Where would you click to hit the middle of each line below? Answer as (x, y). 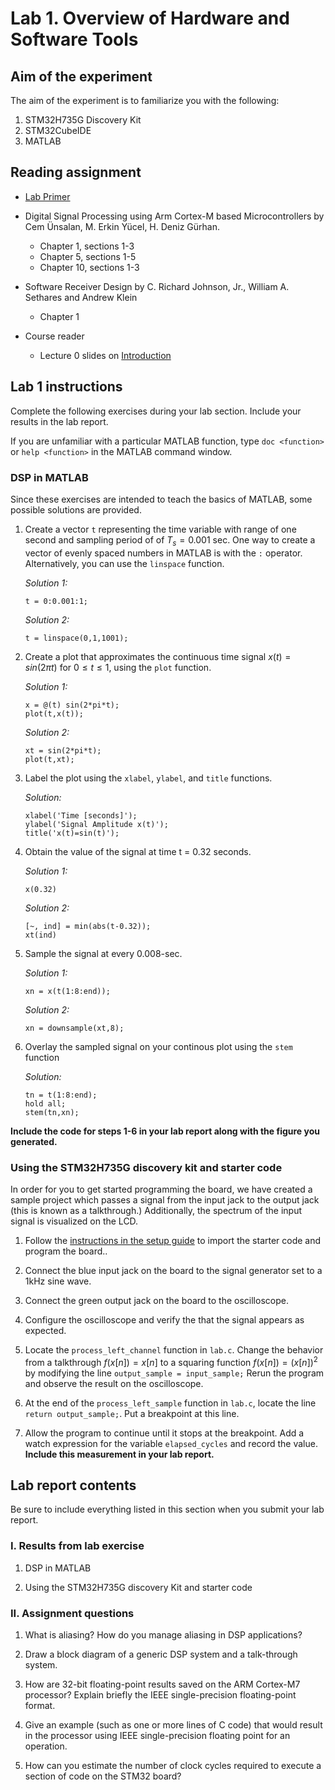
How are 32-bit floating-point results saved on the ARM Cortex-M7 (162, 1684)
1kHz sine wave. (58, 1281)
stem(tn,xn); (52, 1112)
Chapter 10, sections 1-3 (89, 267)
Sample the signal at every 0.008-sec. (103, 953)
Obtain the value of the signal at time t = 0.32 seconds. (138, 851)
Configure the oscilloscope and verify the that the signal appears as (164, 1320)
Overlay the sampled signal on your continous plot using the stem (158, 1046)
